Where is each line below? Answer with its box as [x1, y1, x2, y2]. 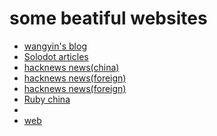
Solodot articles [23, 50, 89, 62]
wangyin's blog [23, 40, 87, 52]
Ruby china [23, 93, 71, 105]
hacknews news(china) [23, 61, 120, 73]
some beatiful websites [9, 7, 208, 30]
